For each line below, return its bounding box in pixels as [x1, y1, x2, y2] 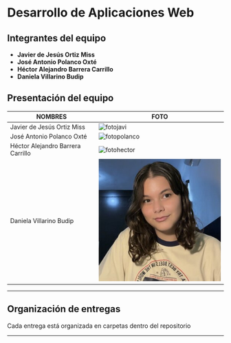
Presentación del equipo [7, 92, 114, 104]
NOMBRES [36, 112, 67, 121]
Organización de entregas [7, 303, 121, 315]
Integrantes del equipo [7, 32, 107, 44]
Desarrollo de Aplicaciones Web [7, 5, 195, 21]
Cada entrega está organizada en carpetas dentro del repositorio [7, 322, 191, 330]
